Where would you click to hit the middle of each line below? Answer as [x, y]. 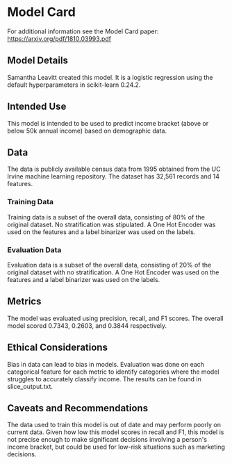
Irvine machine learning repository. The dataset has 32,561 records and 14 [114, 176]
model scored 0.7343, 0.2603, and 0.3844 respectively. [87, 325]
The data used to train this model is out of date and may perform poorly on [114, 425]
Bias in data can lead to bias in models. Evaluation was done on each [106, 364]
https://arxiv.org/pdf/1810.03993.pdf [59, 38]
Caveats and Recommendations [77, 408]
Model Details [38, 61]
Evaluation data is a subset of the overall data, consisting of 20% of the [109, 265]
